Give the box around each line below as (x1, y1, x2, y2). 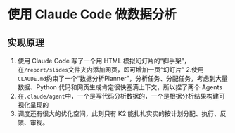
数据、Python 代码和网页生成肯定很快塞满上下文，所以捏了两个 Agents (17, 83, 223, 91)
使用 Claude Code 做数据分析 (7, 6, 177, 23)
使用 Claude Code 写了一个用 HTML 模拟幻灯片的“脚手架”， (17, 57, 191, 65)
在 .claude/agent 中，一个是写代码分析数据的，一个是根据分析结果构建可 (17, 92, 225, 100)
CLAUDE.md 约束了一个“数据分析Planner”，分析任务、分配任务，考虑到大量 (17, 75, 228, 82)
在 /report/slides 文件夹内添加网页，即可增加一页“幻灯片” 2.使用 (17, 65, 204, 74)
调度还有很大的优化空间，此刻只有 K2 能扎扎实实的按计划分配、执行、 (17, 110, 220, 118)
